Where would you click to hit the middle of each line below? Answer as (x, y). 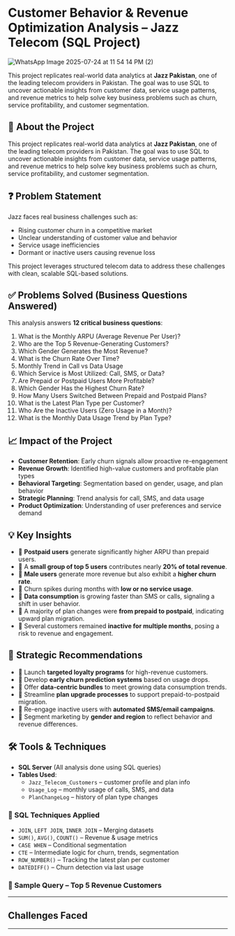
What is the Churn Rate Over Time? (69, 359)
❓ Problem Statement (55, 196)
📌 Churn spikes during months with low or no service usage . (106, 589)
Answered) (33, 306)
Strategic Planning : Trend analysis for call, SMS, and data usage (111, 498)
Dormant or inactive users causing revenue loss (86, 252)
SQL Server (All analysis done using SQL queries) (89, 767)
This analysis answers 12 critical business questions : (85, 323)
